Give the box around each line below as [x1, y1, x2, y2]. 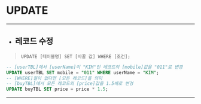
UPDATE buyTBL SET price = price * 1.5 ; [6, 86, 109, 93]
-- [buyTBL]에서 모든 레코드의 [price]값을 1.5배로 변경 [6, 81, 133, 87]
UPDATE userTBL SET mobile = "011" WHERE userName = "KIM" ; [6, 69, 160, 75]
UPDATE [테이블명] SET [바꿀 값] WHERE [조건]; [20, 53, 130, 60]
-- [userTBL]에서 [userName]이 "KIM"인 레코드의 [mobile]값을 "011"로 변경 [6, 64, 183, 70]
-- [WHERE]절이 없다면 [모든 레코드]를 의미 [6, 75, 103, 81]
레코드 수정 [14, 36, 54, 47]
